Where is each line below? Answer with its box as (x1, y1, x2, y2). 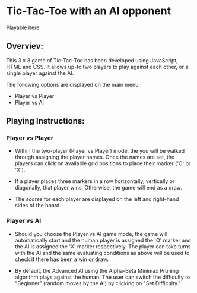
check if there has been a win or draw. (14, 256, 109, 263)
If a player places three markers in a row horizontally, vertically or (14, 178, 175, 185)
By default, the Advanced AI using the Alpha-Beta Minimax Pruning (14, 267, 179, 274)
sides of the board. (14, 202, 61, 209)
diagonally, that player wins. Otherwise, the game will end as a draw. (14, 184, 183, 191)
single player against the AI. (6, 70, 74, 77)
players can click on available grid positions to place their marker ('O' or (14, 160, 191, 167)
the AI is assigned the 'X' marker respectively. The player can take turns (14, 242, 191, 250)
